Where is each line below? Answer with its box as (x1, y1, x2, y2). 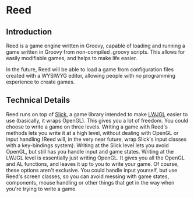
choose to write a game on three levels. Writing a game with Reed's (6, 123, 168, 130)
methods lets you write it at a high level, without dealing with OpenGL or (6, 129, 179, 136)
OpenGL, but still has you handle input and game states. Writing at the (6, 148, 174, 155)
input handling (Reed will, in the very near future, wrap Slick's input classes (6, 136, 187, 143)
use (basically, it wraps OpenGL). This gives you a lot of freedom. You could (6, 117, 189, 124)
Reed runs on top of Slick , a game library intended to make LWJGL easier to (6, 110, 188, 117)
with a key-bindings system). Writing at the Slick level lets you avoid (6, 141, 169, 149)
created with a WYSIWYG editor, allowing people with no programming (6, 72, 176, 79)
